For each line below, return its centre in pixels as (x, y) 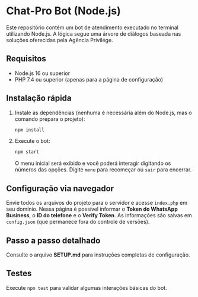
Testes (19, 273)
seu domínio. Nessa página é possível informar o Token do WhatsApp (92, 209)
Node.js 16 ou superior (42, 73)
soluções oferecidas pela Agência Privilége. (60, 40)
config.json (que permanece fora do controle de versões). (78, 222)
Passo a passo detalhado (53, 240)
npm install (29, 130)
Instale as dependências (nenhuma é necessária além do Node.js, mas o (103, 112)
